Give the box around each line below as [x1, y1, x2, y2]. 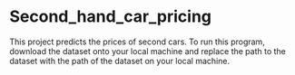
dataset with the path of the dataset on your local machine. [9, 55, 230, 66]
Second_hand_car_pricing [9, 6, 211, 27]
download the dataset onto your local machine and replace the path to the [9, 45, 286, 56]
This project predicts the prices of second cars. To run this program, [9, 36, 265, 47]
